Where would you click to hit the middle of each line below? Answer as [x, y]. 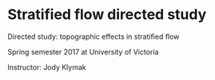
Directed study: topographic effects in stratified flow [94, 36]
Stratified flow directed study [107, 15]
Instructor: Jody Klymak [47, 67]
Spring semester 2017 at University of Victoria [83, 51]
